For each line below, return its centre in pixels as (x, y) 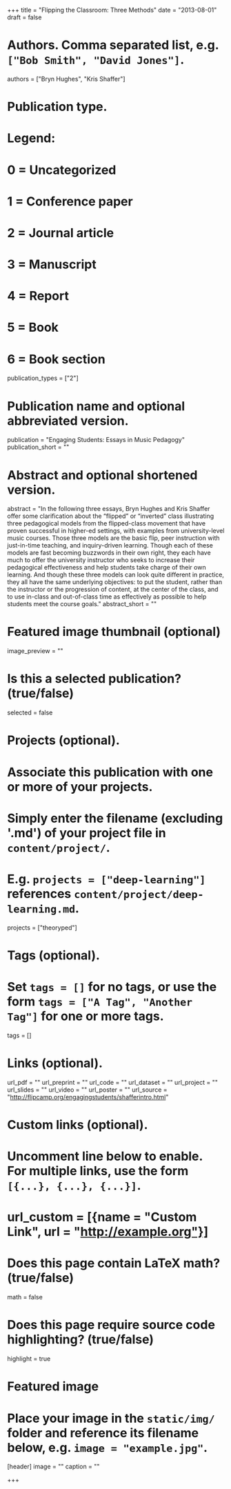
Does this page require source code (111, 1325)
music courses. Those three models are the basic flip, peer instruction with (113, 538)
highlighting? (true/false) (80, 1340)
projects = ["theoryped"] (42, 928)
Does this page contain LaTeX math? (114, 1263)
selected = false (30, 712)
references (39, 893)
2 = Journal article (61, 233)
